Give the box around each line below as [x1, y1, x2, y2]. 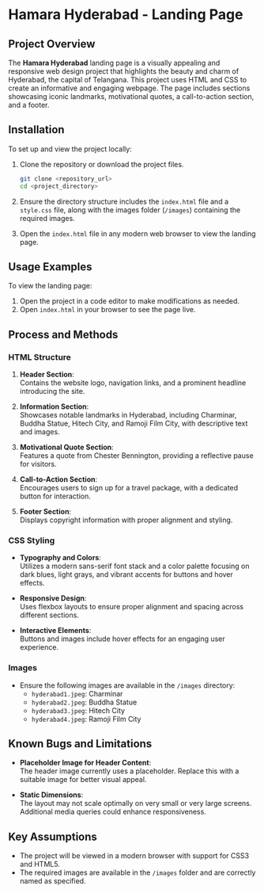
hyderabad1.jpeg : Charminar [31, 689, 123, 698]
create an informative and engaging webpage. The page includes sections [8, 83, 251, 93]
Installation [8, 123, 65, 136]
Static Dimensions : [19, 790, 84, 800]
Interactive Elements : [19, 626, 92, 635]
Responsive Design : [19, 593, 87, 603]
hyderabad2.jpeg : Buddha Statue [31, 697, 138, 707]
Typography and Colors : [19, 553, 101, 563]
